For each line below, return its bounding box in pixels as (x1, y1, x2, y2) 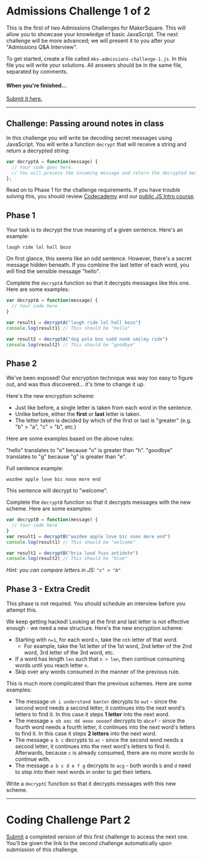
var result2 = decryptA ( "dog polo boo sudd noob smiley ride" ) (6, 336, 168, 342)
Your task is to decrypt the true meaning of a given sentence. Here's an (6, 226, 183, 233)
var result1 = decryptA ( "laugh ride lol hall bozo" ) (6, 319, 141, 326)
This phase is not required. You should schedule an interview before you (6, 600, 186, 607)
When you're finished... (6, 81, 67, 89)
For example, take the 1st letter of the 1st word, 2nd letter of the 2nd (23, 643, 192, 650)
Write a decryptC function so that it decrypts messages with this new (6, 780, 176, 787)
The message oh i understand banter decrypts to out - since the (14, 698, 177, 705)
